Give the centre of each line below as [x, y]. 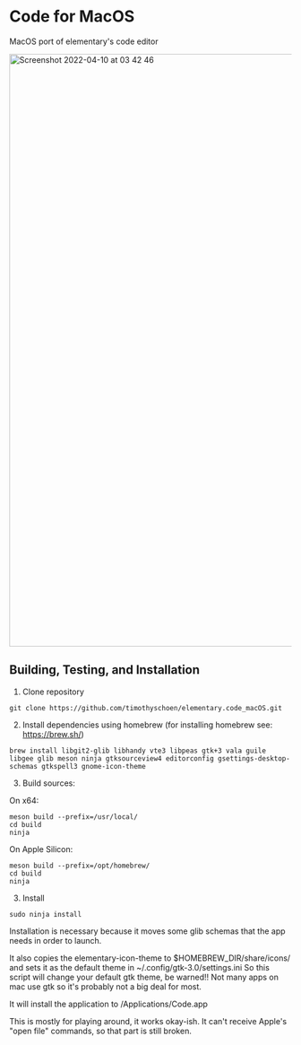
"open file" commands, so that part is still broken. [101, 1031]
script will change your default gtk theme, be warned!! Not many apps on [144, 977]
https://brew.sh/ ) [53, 734]
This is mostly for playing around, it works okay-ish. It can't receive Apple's [148, 1021]
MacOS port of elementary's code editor [84, 41]
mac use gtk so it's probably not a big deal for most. [105, 986]
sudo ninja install [46, 914]
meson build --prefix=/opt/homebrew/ [80, 866]
